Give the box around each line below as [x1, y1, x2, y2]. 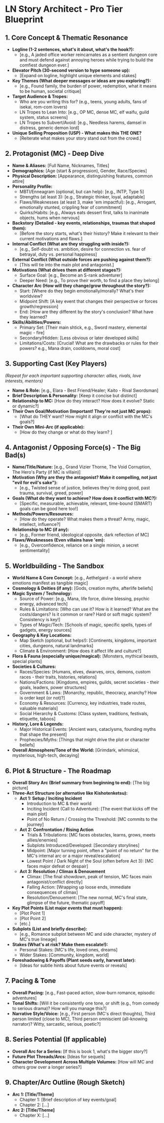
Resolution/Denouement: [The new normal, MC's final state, [26, 894, 148, 900]
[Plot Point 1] [19, 910, 46, 916]
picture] [12, 785, 28, 791]
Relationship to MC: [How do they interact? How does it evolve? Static [12, 398, 155, 403]
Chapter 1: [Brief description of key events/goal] [19, 1096, 117, 1102]
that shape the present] [19, 731, 67, 738]
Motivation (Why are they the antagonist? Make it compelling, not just [12, 474, 158, 480]
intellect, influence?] [19, 521, 61, 527]
